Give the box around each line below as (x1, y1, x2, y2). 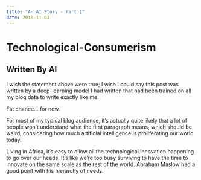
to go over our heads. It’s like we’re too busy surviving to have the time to (6, 154, 188, 161)
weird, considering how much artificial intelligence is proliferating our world (6, 129, 194, 137)
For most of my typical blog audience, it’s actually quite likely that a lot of (6, 117, 188, 124)
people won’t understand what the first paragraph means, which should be (6, 123, 192, 130)
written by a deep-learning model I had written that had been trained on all (6, 87, 191, 94)
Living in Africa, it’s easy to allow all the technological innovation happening (6, 147, 194, 155)
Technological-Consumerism (6, 40, 156, 54)
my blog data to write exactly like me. (6, 93, 100, 100)
